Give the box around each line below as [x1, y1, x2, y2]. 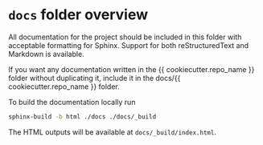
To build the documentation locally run [8, 97, 136, 107]
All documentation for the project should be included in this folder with [8, 32, 242, 42]
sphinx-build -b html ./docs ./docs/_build [8, 112, 157, 121]
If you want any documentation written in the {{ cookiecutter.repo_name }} [8, 64, 255, 74]
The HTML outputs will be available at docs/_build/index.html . [8, 127, 217, 137]
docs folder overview [8, 6, 149, 24]
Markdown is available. [8, 49, 84, 58]
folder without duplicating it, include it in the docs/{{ [8, 73, 181, 83]
